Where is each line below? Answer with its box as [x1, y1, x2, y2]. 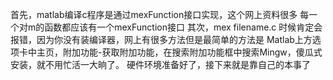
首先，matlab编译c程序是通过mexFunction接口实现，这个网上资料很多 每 [10, 9, 310, 20]
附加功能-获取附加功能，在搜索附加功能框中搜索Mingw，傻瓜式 [62, 46, 323, 58]
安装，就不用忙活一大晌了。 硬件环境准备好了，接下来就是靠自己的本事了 [10, 59, 311, 70]
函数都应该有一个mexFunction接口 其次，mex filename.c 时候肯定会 [44, 21, 323, 33]
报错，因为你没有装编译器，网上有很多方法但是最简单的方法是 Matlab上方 [10, 34, 313, 45]
